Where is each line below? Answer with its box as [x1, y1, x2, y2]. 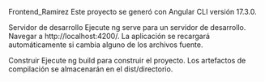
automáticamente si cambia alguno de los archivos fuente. [8, 40, 203, 50]
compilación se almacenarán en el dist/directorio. [8, 64, 173, 74]
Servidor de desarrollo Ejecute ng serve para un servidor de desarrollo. [8, 23, 246, 32]
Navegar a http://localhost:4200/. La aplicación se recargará [8, 32, 211, 41]
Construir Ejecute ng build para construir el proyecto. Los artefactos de [8, 56, 246, 65]
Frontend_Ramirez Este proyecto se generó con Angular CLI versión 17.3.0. [8, 7, 257, 16]
